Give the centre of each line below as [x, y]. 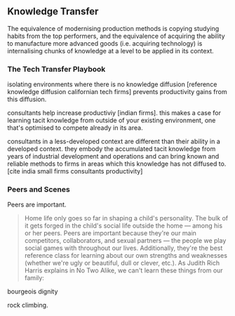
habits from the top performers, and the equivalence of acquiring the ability [116, 36]
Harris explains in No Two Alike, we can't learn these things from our [123, 270]
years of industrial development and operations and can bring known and [113, 157]
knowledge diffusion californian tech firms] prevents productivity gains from [117, 92]
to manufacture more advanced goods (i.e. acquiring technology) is [105, 43]
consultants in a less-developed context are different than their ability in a [114, 141]
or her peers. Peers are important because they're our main [110, 233]
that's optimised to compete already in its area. [75, 128]
